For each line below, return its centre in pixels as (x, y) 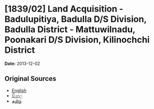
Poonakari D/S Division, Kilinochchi (77, 40)
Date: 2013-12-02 (22, 63)
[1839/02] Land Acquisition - (64, 9)
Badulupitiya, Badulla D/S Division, (76, 19)
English (19, 90)
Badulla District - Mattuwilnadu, (70, 30)
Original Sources (30, 79)
